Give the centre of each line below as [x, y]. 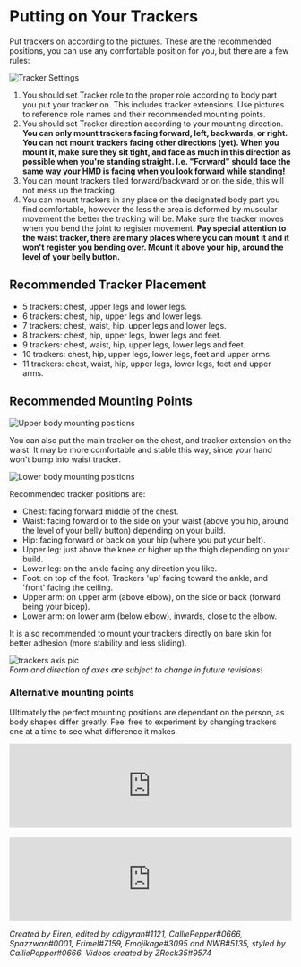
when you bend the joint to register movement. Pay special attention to [154, 228]
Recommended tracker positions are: [77, 493]
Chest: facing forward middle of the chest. [100, 511]
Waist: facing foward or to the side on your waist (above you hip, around [155, 520]
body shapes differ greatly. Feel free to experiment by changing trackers [143, 722]
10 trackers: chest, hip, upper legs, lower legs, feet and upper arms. [147, 354]
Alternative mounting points [72, 693]
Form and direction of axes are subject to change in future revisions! [136, 670]
